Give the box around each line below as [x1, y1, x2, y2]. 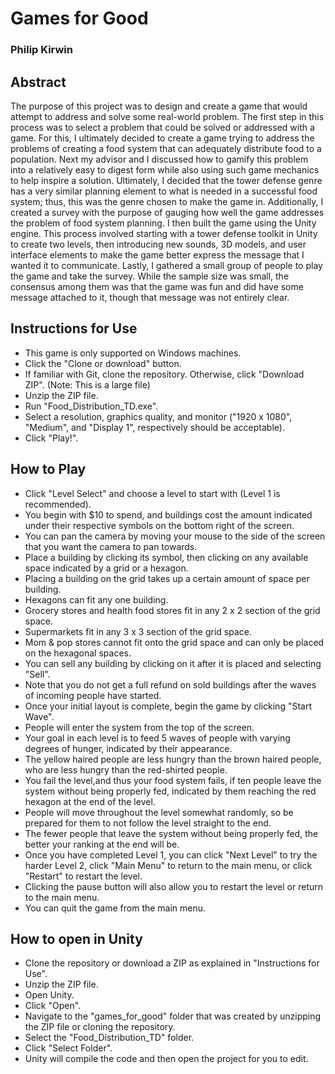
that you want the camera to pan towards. [24, 540, 198, 552]
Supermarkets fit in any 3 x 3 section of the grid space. [24, 625, 253, 637]
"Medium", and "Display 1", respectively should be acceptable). [24, 421, 285, 433]
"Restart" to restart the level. [24, 870, 143, 882]
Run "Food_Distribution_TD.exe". [24, 400, 159, 412]
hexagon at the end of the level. [24, 795, 156, 807]
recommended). [24, 498, 92, 510]
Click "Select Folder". [24, 1042, 113, 1054]
